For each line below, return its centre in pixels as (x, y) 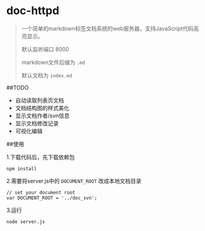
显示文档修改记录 (37, 123)
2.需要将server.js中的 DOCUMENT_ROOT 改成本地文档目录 (74, 181)
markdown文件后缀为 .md (53, 62)
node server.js (26, 222)
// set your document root (41, 192)
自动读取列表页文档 (40, 100)
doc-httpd (33, 11)
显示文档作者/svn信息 (42, 116)
